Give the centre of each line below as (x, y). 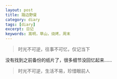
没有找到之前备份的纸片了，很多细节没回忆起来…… (59, 60)
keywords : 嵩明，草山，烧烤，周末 (38, 34)
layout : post (19, 10)
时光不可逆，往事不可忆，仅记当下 (54, 49)
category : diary (23, 19)
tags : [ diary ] (21, 24)
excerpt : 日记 (20, 29)
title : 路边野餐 (21, 15)
